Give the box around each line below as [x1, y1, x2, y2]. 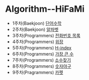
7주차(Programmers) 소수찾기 [12, 57, 71, 63]
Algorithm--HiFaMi [5, 3, 85, 15]
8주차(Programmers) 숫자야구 [12, 63, 72, 69]
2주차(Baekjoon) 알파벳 [12, 26, 59, 32]
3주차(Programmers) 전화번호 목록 [12, 32, 81, 38]
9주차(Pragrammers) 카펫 [12, 69, 63, 75]
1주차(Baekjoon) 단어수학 [12, 20, 62, 26]
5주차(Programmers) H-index [12, 45, 72, 51]
